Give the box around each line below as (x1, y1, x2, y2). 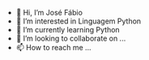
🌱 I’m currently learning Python (15, 25, 120, 34)
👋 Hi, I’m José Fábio (15, 8, 83, 17)
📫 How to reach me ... (15, 43, 92, 52)
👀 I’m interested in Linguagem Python (15, 16, 142, 26)
